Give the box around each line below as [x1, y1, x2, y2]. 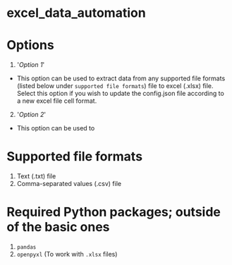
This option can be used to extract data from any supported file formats [16, 74, 226, 82]
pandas [16, 244, 37, 251]
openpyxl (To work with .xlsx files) [16, 250, 118, 258]
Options [6, 37, 54, 54]
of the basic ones [6, 219, 110, 235]
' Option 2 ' [16, 111, 47, 119]
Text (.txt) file [16, 172, 56, 180]
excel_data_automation [6, 5, 146, 21]
